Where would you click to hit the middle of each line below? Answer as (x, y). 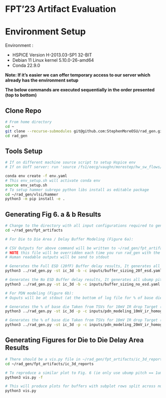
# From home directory (28, 122)
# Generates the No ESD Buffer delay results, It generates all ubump (79, 280)
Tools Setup (24, 151)
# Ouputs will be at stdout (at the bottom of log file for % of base (79, 298)
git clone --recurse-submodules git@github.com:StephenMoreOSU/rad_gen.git (85, 131)
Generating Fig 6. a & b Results (53, 214)
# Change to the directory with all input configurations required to (79, 226)
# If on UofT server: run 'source (41, 167)
